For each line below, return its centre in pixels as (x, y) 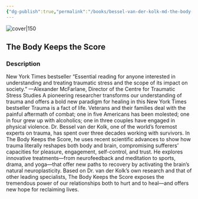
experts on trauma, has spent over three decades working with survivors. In (98, 133)
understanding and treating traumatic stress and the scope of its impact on (97, 83)
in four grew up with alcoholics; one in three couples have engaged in (91, 120)
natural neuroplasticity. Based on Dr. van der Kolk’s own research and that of (99, 171)
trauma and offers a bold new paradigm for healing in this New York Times (96, 102)
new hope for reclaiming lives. (43, 190)
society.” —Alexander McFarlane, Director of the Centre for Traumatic (91, 89)
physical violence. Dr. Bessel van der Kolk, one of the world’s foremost (92, 127)
